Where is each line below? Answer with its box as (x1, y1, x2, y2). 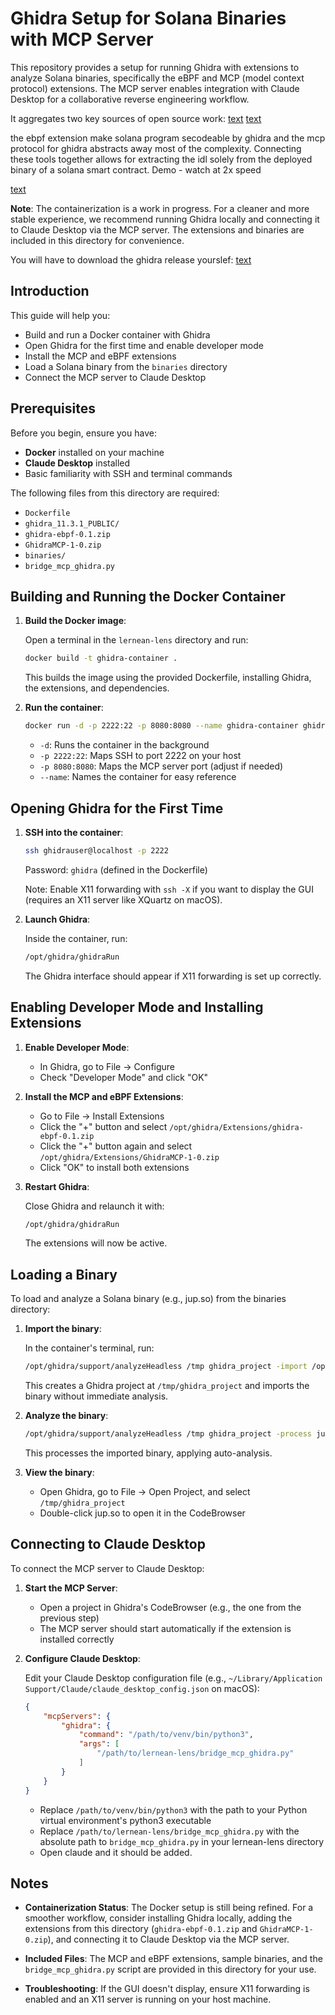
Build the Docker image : (24, 615, 127, 627)
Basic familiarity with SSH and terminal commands (24, 467, 233, 479)
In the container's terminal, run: (24, 1342, 155, 1354)
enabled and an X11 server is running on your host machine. (24, 1993, 272, 2006)
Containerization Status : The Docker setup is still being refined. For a (24, 1902, 314, 1914)
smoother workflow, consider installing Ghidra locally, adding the (24, 1912, 293, 1924)
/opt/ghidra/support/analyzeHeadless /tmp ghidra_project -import (24, 1362, 308, 1372)
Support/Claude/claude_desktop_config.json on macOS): (24, 1682, 260, 1694)
